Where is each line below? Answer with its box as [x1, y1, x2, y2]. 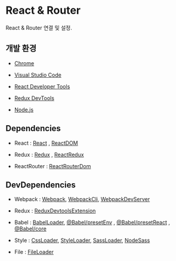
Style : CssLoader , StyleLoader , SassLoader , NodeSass [14, 237, 150, 244]
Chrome [14, 59, 35, 66]
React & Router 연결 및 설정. [5, 24, 73, 31]
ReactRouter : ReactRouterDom [14, 162, 91, 169]
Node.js [14, 106, 34, 113]
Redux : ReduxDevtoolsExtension [14, 207, 96, 214]
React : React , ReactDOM [14, 139, 78, 147]
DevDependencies [5, 180, 76, 190]
